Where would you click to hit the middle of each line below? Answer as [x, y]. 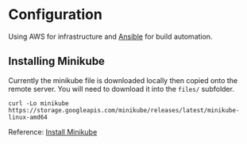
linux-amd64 [28, 117]
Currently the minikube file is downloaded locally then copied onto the [123, 80]
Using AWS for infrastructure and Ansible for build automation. [110, 36]
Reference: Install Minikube [53, 131]
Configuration [56, 15]
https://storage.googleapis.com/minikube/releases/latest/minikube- [124, 110]
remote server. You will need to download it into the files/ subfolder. [121, 89]
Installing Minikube [57, 61]
